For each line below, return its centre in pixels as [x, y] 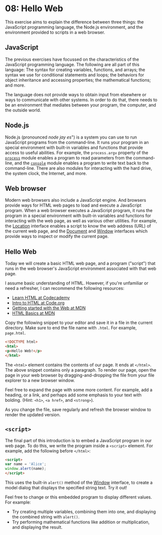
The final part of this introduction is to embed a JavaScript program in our [78, 440]
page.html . [15, 333]
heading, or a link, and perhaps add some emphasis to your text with [73, 395]
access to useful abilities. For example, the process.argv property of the [77, 152]
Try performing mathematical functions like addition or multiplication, [81, 522]
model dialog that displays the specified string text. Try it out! [66, 488]
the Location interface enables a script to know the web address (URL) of [78, 226]
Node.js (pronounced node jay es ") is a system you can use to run [71, 137]
